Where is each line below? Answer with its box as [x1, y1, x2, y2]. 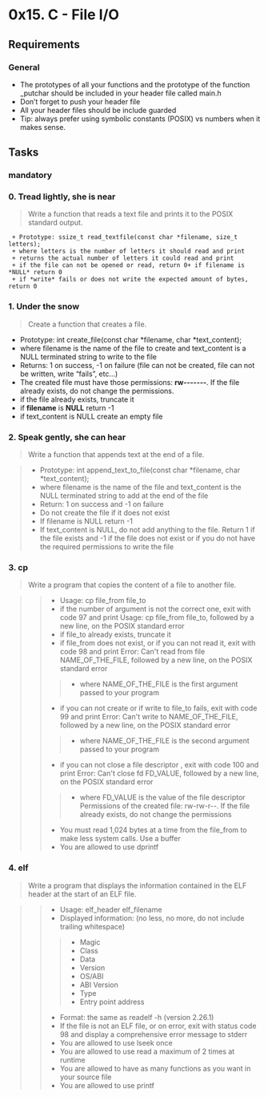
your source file [59, 1072, 112, 1082]
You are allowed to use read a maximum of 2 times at [59, 1046, 235, 1056]
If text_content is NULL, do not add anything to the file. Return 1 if [39, 525, 255, 535]
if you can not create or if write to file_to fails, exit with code [59, 703, 258, 713]
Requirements [8, 38, 80, 51]
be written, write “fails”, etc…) [19, 369, 118, 378]
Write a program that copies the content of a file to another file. [27, 580, 237, 590]
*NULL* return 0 [8, 269, 62, 277]
